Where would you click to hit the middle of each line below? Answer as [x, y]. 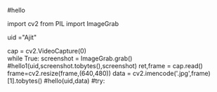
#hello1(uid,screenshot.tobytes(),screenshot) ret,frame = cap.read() [105, 66]
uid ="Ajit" [22, 37]
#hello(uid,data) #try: [74, 81]
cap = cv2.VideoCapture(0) [47, 51]
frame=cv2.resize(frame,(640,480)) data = [69, 73]
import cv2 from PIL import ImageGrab [63, 24]
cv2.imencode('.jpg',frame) [171, 73]
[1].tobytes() [25, 81]
